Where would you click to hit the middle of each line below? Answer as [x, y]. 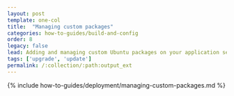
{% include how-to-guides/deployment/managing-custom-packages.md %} [117, 85]
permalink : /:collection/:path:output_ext [70, 65]
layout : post [26, 14]
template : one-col [34, 20]
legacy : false [28, 46]
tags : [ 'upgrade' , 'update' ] [49, 59]
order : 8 [20, 40]
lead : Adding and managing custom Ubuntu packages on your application [113, 53]
